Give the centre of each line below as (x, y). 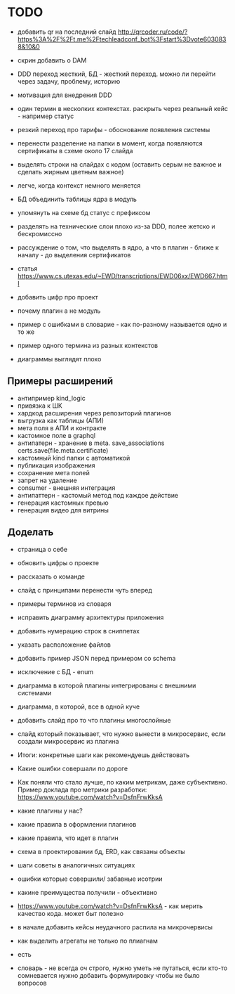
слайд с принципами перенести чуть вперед (85, 590)
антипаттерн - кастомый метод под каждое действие (98, 495)
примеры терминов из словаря (64, 603)
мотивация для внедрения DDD (65, 95)
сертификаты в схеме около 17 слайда (75, 150)
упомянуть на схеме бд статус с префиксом (84, 212)
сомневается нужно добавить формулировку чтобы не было (108, 975)
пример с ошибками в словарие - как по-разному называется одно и (122, 324)
